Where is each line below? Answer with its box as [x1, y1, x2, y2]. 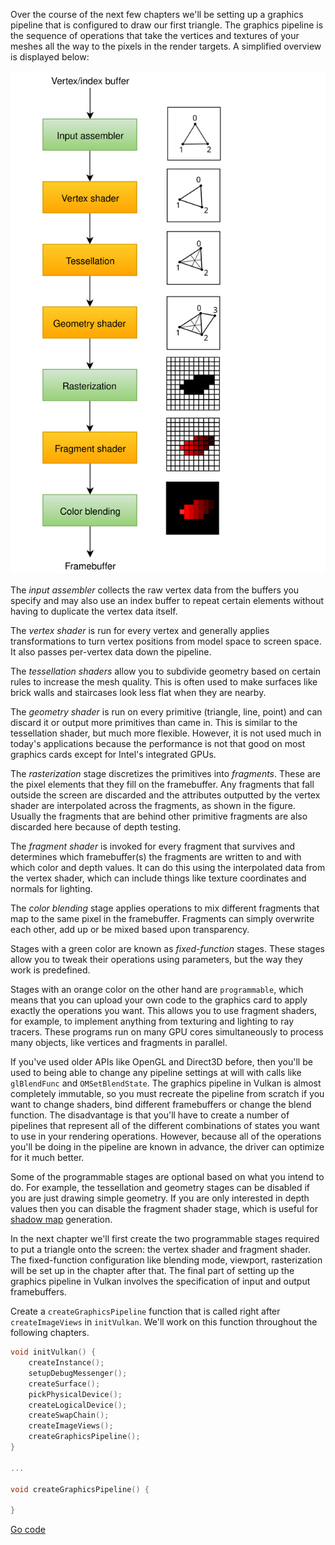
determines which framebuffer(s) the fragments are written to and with [10, 851, 302, 863]
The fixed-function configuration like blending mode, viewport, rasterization [10, 1254, 323, 1266]
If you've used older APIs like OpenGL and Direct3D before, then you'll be [10, 1056, 313, 1068]
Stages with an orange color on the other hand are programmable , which [10, 984, 304, 996]
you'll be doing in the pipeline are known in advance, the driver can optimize [10, 1141, 325, 1153]
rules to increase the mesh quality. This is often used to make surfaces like [10, 676, 318, 688]
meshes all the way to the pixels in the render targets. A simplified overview [10, 40, 322, 52]
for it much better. [10, 1152, 85, 1164]
